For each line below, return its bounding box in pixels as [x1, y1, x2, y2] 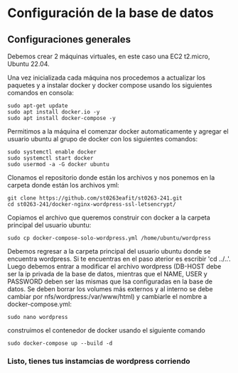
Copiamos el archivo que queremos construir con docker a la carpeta [7, 213, 211, 222]
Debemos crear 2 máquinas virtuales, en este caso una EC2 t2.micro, [7, 52, 210, 60]
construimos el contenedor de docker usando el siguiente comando [7, 326, 206, 335]
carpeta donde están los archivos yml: [7, 181, 119, 189]
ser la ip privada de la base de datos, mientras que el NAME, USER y [7, 270, 207, 278]
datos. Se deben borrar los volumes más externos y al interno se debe [7, 285, 213, 293]
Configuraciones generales [7, 33, 131, 45]
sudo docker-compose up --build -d [7, 340, 113, 347]
